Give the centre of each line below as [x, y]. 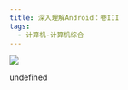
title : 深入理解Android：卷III [64, 18]
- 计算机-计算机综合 [51, 35]
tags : [20, 26]
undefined [29, 77]
